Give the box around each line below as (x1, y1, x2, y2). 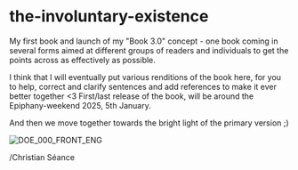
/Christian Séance (9, 151, 76, 162)
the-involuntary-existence (9, 6, 209, 27)
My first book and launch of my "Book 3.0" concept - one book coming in (9, 36, 278, 46)
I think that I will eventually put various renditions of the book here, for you (9, 71, 282, 82)
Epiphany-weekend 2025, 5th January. (9, 100, 151, 110)
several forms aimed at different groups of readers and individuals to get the (9, 45, 289, 55)
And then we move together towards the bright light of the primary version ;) (9, 117, 289, 128)
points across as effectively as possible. (9, 54, 156, 65)
